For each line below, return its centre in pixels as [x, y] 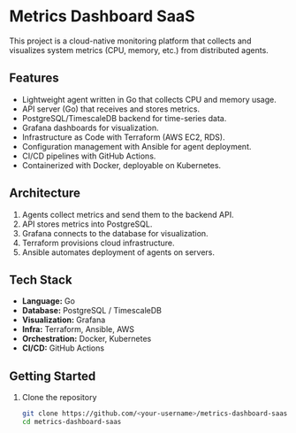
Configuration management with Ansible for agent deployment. [137, 146]
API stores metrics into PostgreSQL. [87, 224]
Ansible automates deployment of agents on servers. [118, 252]
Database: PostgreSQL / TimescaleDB [91, 311]
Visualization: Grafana [64, 320]
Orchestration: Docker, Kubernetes [87, 339]
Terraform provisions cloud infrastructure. [98, 243]
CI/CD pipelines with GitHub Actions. [89, 156]
